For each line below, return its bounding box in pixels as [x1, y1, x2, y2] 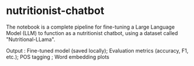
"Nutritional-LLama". [6, 36, 56, 43]
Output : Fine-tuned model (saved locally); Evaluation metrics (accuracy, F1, [6, 47, 189, 54]
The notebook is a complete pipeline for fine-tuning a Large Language [6, 23, 175, 30]
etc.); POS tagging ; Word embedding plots [6, 53, 110, 60]
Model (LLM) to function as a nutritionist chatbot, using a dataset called [6, 29, 178, 36]
